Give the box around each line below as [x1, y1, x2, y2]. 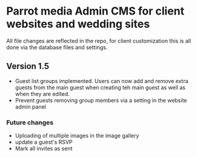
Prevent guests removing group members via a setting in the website [15, 96, 187, 104]
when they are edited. [15, 90, 70, 98]
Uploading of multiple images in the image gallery [15, 132, 139, 139]
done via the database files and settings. [6, 44, 108, 51]
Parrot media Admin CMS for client [6, 4, 185, 18]
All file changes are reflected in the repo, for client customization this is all [6, 37, 192, 44]
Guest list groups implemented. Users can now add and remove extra [15, 77, 189, 84]
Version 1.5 [6, 61, 50, 72]
